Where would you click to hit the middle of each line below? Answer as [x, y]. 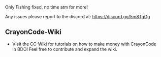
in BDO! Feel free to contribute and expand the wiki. [64, 49]
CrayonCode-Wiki [33, 32]
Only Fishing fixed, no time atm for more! [47, 7]
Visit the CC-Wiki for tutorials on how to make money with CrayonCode [84, 44]
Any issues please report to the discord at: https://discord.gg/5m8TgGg [78, 16]
